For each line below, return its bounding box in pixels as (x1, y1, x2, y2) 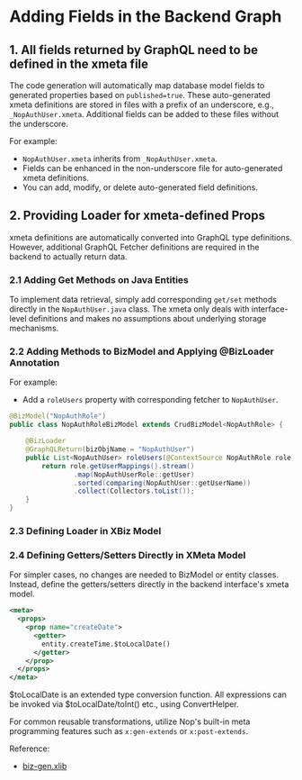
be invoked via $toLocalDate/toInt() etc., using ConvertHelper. (9, 699, 240, 710)
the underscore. (9, 119, 69, 129)
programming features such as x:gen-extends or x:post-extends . (9, 726, 249, 737)
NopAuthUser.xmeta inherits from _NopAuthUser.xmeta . (22, 153, 218, 164)
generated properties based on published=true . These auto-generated (9, 90, 271, 100)
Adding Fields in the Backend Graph (9, 6, 282, 27)
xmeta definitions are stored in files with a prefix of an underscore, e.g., (9, 99, 274, 110)
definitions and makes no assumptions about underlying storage (28, 313, 267, 324)
